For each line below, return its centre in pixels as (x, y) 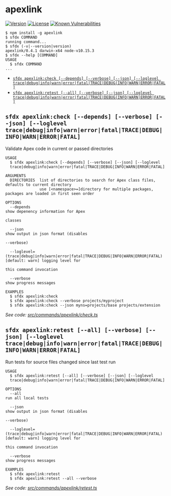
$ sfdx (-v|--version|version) (38, 46)
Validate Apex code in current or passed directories (59, 148)
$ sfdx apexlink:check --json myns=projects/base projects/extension (85, 305)
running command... (26, 42)
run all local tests (27, 398)
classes (13, 220)
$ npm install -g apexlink (34, 33)
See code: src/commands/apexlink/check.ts (52, 314)
